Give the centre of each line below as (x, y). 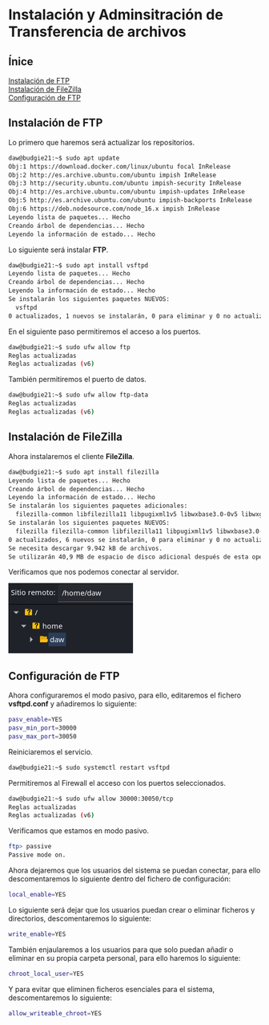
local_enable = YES (37, 895)
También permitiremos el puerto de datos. (77, 380)
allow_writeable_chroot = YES (55, 1013)
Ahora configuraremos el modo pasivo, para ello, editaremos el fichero (125, 695)
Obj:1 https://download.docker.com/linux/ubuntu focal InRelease (119, 166)
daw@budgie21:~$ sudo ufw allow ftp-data (78, 395)
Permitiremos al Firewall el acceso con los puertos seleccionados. (117, 783)
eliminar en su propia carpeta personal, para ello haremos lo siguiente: (124, 958)
